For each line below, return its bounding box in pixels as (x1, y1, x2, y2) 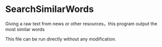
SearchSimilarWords (5, 3, 94, 15)
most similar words (5, 26, 45, 32)
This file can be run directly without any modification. (5, 36, 116, 42)
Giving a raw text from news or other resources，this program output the (5, 20, 157, 26)
